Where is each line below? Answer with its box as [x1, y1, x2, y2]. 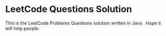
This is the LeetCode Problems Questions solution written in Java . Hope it [5, 20, 161, 26]
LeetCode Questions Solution [5, 3, 132, 15]
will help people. [5, 25, 40, 31]
